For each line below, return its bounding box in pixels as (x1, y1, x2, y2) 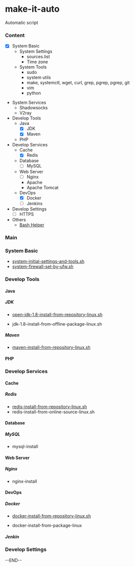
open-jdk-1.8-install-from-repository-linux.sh (12, 311, 103, 317)
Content (5, 32, 25, 39)
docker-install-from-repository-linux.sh (12, 513, 91, 519)
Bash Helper (19, 222, 45, 228)
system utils (26, 74, 51, 80)
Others (12, 216, 26, 222)
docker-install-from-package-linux (12, 522, 82, 528)
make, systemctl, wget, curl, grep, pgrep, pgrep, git (26, 80, 130, 86)
